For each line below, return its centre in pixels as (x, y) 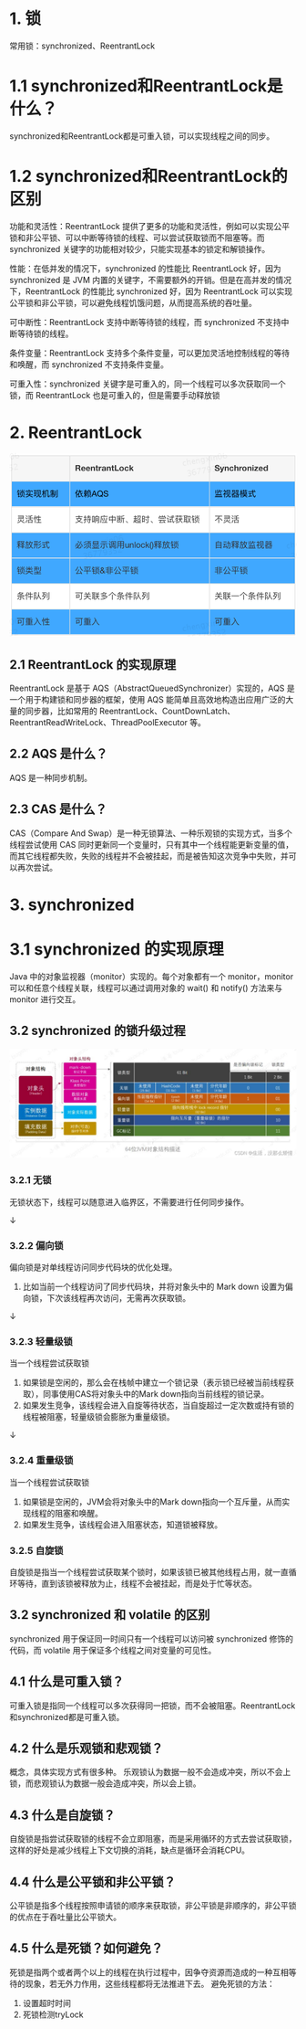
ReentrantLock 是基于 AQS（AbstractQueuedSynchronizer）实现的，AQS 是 (153, 688)
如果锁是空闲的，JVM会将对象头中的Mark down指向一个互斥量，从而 (152, 1501)
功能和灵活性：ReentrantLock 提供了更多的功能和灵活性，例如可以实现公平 (149, 226)
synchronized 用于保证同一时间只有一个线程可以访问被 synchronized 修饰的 (152, 1638)
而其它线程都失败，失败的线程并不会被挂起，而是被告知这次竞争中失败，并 (149, 856)
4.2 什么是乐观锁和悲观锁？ (87, 1748)
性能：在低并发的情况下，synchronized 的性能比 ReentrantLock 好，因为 (145, 268)
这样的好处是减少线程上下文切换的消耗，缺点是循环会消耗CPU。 (130, 1850)
